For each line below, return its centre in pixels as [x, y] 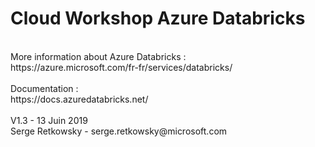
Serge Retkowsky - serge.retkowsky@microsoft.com [119, 131]
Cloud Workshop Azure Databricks [158, 18]
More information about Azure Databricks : [98, 56]
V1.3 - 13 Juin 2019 [49, 120]
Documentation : [44, 88]
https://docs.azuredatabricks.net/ [79, 99]
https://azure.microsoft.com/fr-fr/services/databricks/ [121, 67]
